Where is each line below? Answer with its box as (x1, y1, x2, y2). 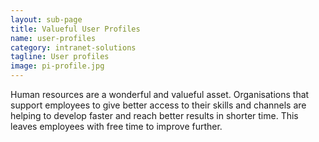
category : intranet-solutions (10, 42, 137, 53)
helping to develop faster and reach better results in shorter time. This (10, 110, 299, 121)
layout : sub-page (10, 14, 83, 25)
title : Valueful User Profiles (10, 24, 141, 34)
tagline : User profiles (10, 52, 110, 62)
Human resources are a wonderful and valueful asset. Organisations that (10, 89, 310, 100)
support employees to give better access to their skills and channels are (10, 99, 307, 111)
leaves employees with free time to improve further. (10, 121, 223, 132)
